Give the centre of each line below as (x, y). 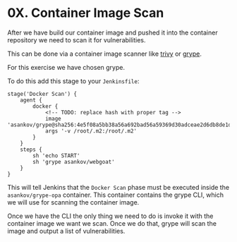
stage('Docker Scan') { (42, 94)
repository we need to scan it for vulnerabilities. (77, 40)
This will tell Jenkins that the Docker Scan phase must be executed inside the (119, 187)
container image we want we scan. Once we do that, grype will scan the (112, 223)
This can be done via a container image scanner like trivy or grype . (105, 54)
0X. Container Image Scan (86, 13)
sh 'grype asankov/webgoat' (74, 162)
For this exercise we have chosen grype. (66, 67)
